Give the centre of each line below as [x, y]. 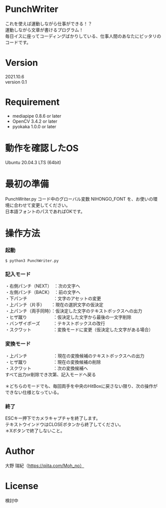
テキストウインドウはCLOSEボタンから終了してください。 [64, 425]
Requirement [32, 102]
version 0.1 [16, 82]
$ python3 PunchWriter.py [32, 261]
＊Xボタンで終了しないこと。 [35, 431]
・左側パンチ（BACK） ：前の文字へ [43, 292]
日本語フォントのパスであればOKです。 [45, 211]
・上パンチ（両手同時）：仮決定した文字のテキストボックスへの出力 [74, 311]
